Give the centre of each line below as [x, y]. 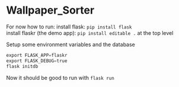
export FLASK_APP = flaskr [37, 55]
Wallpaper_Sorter [50, 10]
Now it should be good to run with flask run [60, 78]
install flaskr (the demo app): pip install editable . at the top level [90, 33]
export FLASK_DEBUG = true [37, 61]
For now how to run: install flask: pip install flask [69, 27]
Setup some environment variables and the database [71, 44]
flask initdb [22, 66]
